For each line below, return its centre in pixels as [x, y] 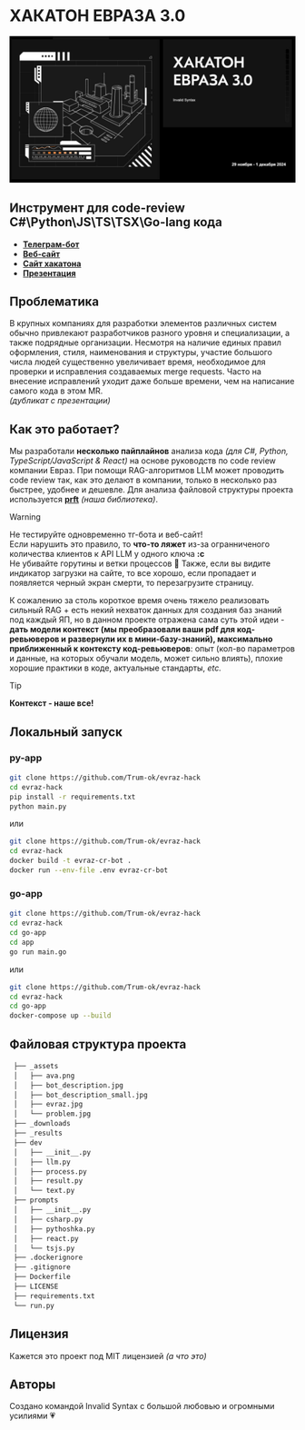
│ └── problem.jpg [52, 1114]
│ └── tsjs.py [44, 1248]
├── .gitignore [42, 1267]
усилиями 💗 [33, 1416]
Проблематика [54, 302]
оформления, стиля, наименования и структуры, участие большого [141, 353]
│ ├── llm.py [42, 1162]
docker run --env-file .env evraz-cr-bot [89, 870]
